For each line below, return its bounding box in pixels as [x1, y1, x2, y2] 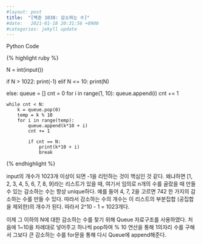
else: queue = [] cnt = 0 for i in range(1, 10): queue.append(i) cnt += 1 [6, 89, 179, 97]
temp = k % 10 [17, 112, 53, 119]
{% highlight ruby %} [6, 54, 59, 61]
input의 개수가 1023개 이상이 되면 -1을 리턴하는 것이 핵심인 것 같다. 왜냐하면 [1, [6, 173, 193, 180]
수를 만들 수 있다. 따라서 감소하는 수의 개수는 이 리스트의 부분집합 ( [22, 195, 180, 203]
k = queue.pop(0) [17, 107, 61, 113]
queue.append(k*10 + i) [28, 123, 88, 129]
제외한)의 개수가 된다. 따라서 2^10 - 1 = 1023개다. [12, 203, 130, 211]
